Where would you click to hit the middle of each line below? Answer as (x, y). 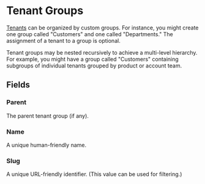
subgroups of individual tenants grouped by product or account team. (94, 66)
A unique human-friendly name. (47, 145)
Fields (18, 85)
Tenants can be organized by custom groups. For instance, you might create (102, 28)
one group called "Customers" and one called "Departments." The (90, 34)
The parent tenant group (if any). (47, 116)
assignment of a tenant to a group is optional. (63, 40)
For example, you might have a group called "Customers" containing (92, 59)
